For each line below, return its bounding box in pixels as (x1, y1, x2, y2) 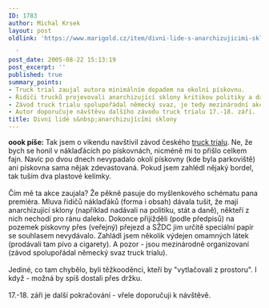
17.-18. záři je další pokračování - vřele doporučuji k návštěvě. (8, 290, 211, 300)
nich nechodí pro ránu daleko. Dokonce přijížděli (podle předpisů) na (8, 214, 235, 223)
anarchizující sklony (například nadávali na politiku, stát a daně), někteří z (8, 206, 250, 214)
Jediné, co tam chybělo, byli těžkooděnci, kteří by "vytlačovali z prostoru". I (8, 265, 258, 274)
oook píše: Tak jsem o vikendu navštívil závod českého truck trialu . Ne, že (8, 138, 253, 146)
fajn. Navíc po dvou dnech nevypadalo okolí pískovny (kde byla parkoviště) (8, 154, 256, 164)
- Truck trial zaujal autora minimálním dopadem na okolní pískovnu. (8, 86, 246, 94)
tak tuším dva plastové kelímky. (8, 171, 112, 181)
